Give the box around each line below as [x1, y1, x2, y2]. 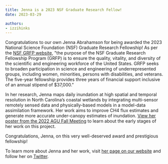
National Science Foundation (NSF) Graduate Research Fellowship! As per [5, 44, 158, 50]
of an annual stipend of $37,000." [5, 82, 74, 88]
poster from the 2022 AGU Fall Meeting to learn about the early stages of [5, 118, 156, 124]
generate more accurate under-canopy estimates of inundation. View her [5, 113, 156, 119]
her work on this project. [5, 123, 56, 129]
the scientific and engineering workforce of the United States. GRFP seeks [5, 60, 159, 66]
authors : [5, 21, 24, 26]
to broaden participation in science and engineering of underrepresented [5, 66, 156, 72]
